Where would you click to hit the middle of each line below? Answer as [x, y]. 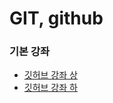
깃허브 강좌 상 [50, 75]
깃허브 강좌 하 [50, 88]
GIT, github [56, 18]
